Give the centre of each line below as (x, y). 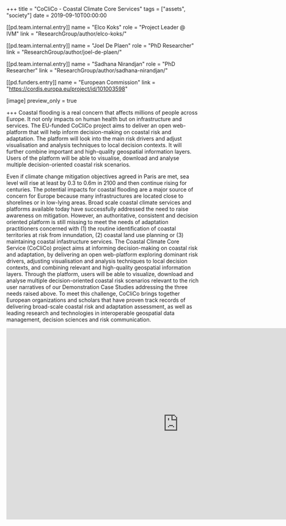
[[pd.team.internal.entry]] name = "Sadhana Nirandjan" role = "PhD (91, 64)
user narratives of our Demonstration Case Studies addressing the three (97, 287)
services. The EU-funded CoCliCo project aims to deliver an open (89, 126)
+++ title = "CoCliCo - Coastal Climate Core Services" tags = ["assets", (96, 9)
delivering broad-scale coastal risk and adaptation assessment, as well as (99, 306)
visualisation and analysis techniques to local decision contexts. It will (94, 145)
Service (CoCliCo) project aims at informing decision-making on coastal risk (102, 248)
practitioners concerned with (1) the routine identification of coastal (91, 228)
